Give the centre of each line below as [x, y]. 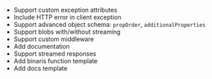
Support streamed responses [55, 54]
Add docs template [40, 68]
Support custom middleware [54, 39]
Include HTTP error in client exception [67, 17]
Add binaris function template [56, 61]
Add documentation [42, 46]
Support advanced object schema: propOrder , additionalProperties [109, 24]
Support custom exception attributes [66, 10]
